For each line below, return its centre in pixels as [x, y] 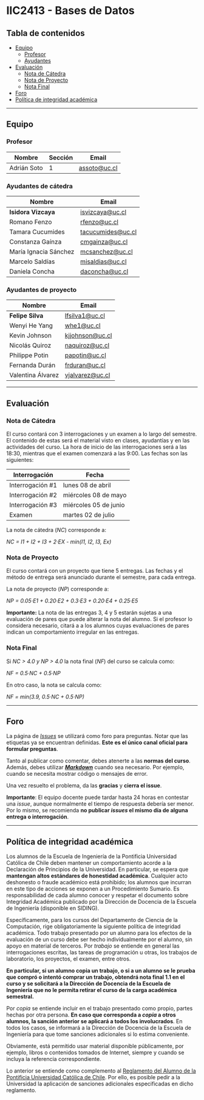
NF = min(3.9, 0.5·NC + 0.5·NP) [46, 697]
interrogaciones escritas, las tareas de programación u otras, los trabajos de [102, 953]
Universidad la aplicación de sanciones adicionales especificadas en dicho [100, 1084]
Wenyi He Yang [31, 325]
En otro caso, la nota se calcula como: [54, 685]
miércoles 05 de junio [94, 505]
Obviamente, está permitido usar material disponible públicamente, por [95, 1046]
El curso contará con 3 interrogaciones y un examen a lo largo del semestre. [102, 434]
